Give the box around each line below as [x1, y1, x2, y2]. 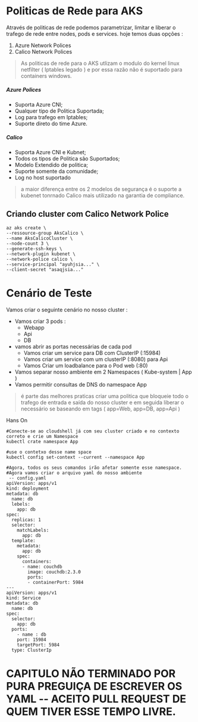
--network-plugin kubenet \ [6, 251, 76, 257]
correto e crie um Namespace [6, 433, 78, 439]
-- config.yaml [8, 475, 46, 481]
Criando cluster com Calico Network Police [6, 209, 169, 219]
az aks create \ [6, 225, 46, 231]
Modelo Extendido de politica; [14, 161, 88, 168]
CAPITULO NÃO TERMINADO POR [6, 667, 176, 680]
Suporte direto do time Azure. [14, 120, 88, 127]
